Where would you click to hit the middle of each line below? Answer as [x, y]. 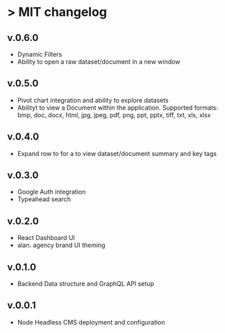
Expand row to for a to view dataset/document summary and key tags [117, 153]
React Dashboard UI [46, 238]
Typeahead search [44, 199]
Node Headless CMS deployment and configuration [91, 322]
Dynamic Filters [40, 54]
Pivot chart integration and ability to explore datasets [93, 100]
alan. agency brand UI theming [61, 245]
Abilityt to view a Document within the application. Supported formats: [118, 108]
